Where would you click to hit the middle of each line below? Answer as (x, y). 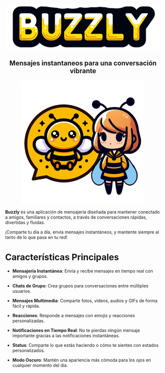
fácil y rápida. (26, 306)
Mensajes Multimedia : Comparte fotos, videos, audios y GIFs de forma (85, 300)
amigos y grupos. (30, 276)
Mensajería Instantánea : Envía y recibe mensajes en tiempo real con (82, 271)
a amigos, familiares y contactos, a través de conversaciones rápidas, (76, 217)
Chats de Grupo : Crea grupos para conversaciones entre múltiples (80, 285)
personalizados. (29, 350)
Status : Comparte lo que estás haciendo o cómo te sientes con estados (85, 345)
